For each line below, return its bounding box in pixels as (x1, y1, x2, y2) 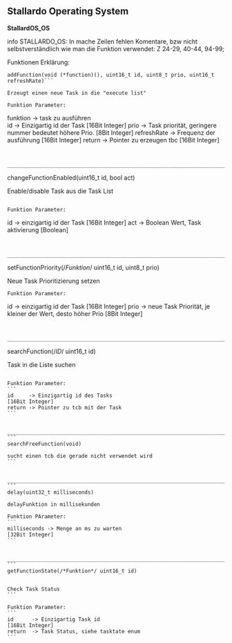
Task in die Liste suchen (7, 360, 76, 369)
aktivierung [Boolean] (7, 225, 69, 234)
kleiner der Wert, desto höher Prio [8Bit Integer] (7, 309, 143, 317)
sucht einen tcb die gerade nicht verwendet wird (7, 452, 153, 459)
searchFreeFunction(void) (7, 440, 81, 447)
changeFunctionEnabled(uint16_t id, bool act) (7, 173, 135, 182)
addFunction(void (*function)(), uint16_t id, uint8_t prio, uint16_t (7, 71, 215, 78)
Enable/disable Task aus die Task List (7, 187, 114, 195)
